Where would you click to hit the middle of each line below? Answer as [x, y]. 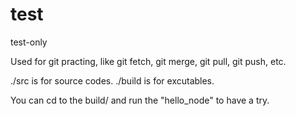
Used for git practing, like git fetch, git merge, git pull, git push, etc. [148, 61]
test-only [29, 42]
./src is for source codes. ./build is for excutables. [112, 80]
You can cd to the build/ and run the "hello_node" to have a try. [140, 100]
